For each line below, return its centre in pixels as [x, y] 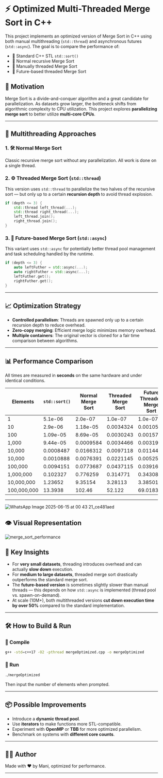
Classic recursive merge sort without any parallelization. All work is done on [81, 160]
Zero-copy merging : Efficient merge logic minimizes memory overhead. [84, 330]
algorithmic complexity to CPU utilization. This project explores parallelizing [81, 109]
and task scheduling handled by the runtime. [49, 254]
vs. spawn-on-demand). [36, 595]
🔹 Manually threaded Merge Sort [45, 66]
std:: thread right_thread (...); [46, 212]
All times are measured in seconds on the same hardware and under [73, 376]
